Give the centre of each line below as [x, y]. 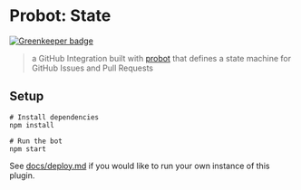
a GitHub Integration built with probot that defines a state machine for [161, 58]
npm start [28, 149]
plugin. [22, 175]
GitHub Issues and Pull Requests [92, 68]
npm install [32, 125]
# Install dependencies [54, 117]
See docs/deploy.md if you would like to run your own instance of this [140, 166]
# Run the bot [36, 141]
